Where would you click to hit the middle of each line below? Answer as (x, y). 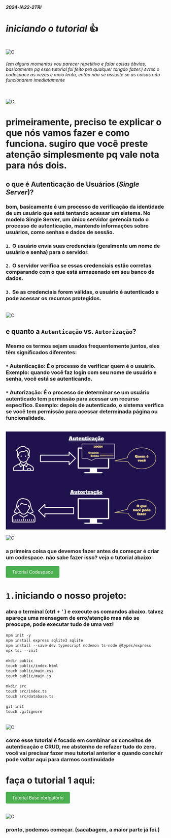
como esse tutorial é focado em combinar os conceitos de (79, 740)
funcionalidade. (26, 418)
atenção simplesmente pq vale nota (82, 155)
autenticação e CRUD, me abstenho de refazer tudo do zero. (81, 746)
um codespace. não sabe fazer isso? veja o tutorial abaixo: (79, 558)
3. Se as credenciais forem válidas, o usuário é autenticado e (82, 292)
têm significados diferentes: (41, 352)
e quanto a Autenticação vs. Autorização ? (71, 331)
